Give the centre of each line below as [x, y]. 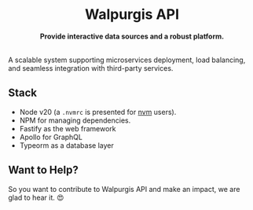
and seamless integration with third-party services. [91, 68]
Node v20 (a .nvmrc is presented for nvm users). [98, 112]
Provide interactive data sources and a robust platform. [132, 36]
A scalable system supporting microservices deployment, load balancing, [127, 60]
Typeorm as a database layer [66, 145]
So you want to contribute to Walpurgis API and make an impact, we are [124, 189]
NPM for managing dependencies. [75, 120]
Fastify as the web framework [68, 128]
